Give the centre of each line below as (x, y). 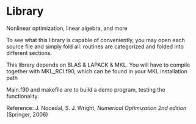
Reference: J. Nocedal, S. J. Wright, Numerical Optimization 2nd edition (96, 108)
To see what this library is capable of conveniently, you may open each (96, 40)
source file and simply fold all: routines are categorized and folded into (95, 46)
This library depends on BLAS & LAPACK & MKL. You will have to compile (98, 65)
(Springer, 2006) (27, 114)
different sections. (29, 53)
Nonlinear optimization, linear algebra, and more (67, 28)
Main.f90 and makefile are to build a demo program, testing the (86, 89)
